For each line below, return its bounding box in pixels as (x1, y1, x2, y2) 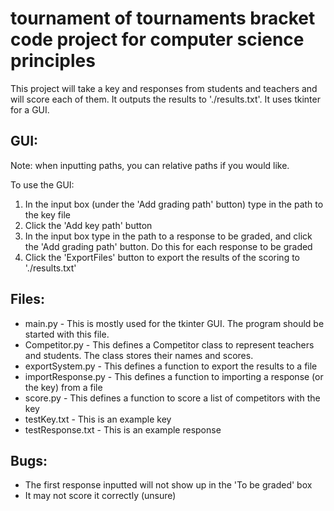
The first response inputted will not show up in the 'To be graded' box (24, 479, 313, 491)
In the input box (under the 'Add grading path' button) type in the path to (24, 198, 324, 210)
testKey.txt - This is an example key (24, 413, 172, 425)
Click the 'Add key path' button (24, 219, 153, 231)
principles (10, 50, 96, 72)
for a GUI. (10, 103, 50, 116)
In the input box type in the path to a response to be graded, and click (24, 230, 313, 242)
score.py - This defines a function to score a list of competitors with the (24, 392, 321, 404)
